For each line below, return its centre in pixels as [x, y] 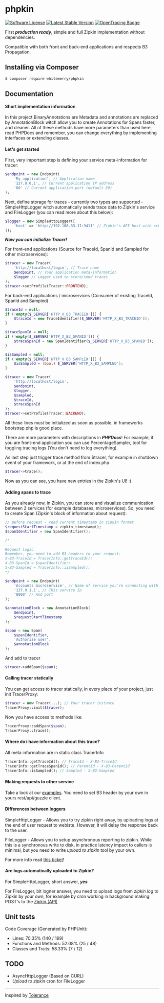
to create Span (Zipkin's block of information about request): [66, 513]
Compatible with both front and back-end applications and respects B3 [76, 47]
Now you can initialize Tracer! [36, 240]
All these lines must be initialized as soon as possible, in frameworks [74, 423]
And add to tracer [23, 658]
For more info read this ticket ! [35, 860]
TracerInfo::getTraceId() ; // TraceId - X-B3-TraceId [61, 761]
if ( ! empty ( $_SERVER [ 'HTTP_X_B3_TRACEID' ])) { [53, 314]
